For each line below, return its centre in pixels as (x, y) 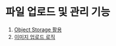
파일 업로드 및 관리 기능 (58, 12)
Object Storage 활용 (38, 29)
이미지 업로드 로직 (34, 37)
